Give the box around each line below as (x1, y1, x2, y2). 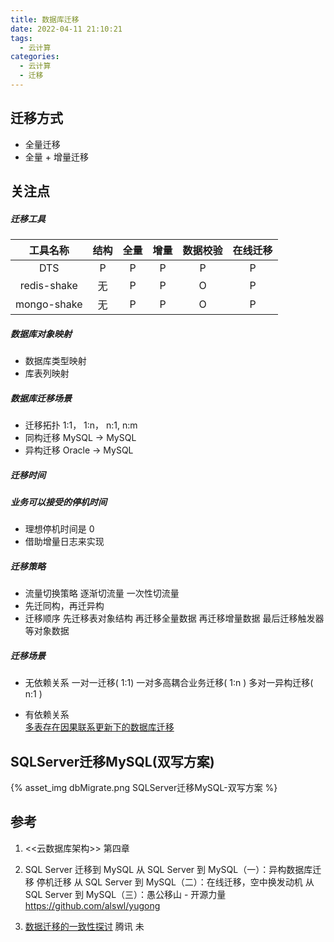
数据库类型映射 (24, 355, 87, 367)
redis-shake (19, 279, 78, 293)
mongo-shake (15, 297, 83, 311)
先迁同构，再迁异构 (24, 600, 105, 612)
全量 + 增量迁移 (24, 151, 89, 163)
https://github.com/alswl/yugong (24, 899, 161, 911)
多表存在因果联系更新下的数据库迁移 (24, 721, 175, 733)
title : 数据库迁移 (10, 14, 80, 25)
